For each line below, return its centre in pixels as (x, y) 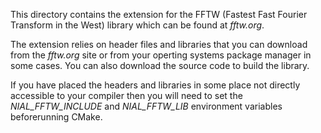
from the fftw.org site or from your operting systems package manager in (161, 55)
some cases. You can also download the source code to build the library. (160, 65)
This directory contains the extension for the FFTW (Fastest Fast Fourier (159, 14)
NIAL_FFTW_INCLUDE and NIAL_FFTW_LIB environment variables (146, 106)
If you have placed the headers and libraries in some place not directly (155, 85)
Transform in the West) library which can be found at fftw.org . (137, 25)
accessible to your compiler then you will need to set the (126, 95)
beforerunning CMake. (56, 117)
